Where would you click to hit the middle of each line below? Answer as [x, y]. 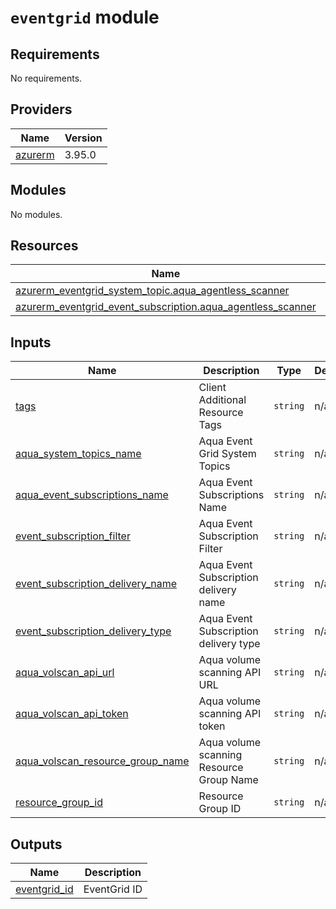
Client [212, 388]
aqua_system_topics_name [78, 454]
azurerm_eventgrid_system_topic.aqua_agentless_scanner [152, 291]
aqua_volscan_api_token [72, 714]
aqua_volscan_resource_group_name [102, 761]
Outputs [36, 844]
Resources [44, 246]
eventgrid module [85, 17]
